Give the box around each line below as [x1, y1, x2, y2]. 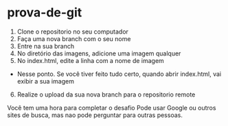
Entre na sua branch [16, 42, 74, 50]
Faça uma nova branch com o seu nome [16, 34, 131, 42]
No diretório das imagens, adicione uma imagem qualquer [16, 49, 181, 58]
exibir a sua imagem [16, 77, 74, 85]
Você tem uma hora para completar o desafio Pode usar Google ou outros [7, 103, 216, 112]
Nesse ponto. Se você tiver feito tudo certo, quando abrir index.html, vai [16, 70, 222, 78]
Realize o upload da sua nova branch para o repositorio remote [16, 90, 196, 99]
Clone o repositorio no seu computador [16, 27, 129, 36]
